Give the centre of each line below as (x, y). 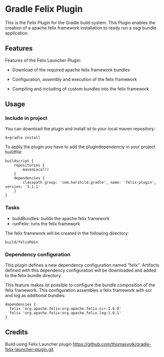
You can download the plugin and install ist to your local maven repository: (80, 129)
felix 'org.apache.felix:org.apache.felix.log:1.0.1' (65, 313)
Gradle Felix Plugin (44, 9)
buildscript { (20, 161)
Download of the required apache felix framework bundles (71, 70)
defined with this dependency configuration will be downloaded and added (81, 270)
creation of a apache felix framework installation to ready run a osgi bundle (81, 27)
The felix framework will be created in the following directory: (67, 233)
